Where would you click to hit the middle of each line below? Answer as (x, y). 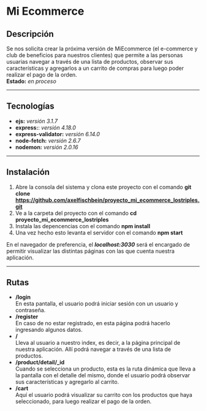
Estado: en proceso (31, 81)
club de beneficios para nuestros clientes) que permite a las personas (95, 55)
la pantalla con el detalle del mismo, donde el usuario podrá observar (102, 375)
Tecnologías (30, 106)
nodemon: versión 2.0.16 (47, 147)
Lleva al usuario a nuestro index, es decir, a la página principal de (98, 343)
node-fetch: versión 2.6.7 (48, 140)
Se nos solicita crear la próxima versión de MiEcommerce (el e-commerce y (102, 48)
